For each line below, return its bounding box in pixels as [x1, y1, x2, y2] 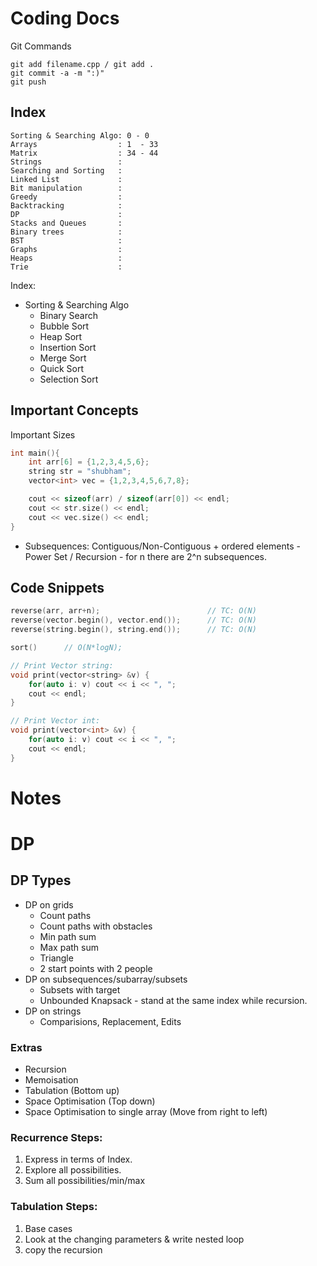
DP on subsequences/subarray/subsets [24, 973, 188, 985]
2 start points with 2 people [39, 962, 153, 974]
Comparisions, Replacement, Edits [39, 1015, 182, 1027]
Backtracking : [10, 200, 123, 211]
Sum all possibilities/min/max [24, 1175, 146, 1187]
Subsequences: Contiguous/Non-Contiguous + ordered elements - [24, 540, 301, 552]
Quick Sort [39, 362, 85, 374]
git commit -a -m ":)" [10, 68, 105, 78]
